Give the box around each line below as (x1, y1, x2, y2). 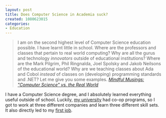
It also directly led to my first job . (5, 108, 73, 114)
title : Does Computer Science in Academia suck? (5, 12, 108, 17)
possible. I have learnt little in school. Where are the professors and (17, 45, 156, 51)
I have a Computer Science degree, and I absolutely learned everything (5, 92, 152, 98)
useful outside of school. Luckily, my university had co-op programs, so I (5, 97, 155, 103)
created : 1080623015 (5, 16, 48, 21)
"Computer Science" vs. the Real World (17, 82, 99, 88)
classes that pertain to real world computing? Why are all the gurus (17, 50, 156, 56)
